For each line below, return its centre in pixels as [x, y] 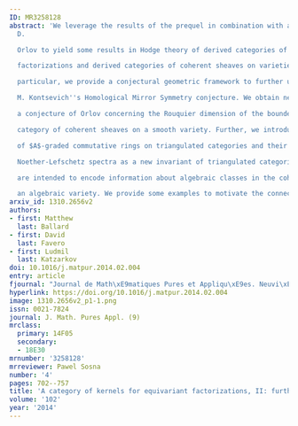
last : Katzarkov [47, 259]
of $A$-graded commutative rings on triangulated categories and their [153, 146]
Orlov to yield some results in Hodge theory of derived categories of [153, 50]
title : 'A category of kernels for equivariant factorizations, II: [138, 391]
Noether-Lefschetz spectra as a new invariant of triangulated [136, 162]
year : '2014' [33, 408]
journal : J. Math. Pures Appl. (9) [75, 317]
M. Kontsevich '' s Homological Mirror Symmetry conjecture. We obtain [148, 98]
